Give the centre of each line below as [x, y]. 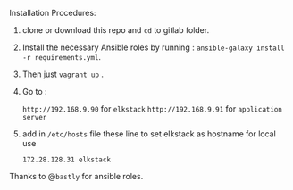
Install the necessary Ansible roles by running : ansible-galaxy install [153, 47]
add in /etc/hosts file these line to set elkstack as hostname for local [149, 134]
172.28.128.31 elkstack [67, 160]
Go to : [34, 91]
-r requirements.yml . [61, 57]
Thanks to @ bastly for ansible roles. [76, 176]
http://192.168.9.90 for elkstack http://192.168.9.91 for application [152, 109]
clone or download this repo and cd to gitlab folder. [116, 30]
